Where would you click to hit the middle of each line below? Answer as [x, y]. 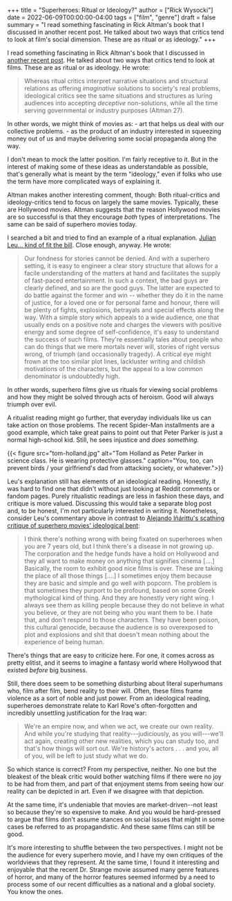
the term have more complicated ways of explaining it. [84, 181]
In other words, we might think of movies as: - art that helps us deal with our [116, 124]
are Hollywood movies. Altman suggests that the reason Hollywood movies [114, 209]
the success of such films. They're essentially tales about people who [123, 339]
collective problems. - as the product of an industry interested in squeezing [114, 131]
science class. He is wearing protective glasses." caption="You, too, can [110, 461]
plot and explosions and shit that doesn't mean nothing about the [116, 634]
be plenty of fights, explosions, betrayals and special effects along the [124, 310]
